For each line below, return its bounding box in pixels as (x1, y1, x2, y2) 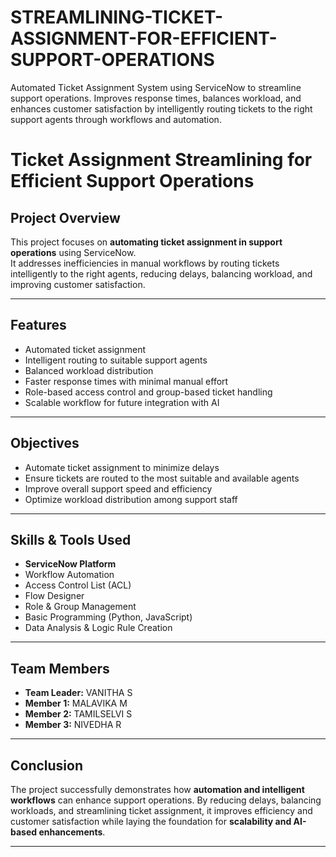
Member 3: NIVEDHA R (24, 719, 122, 731)
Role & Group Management (24, 601, 137, 613)
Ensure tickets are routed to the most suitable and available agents (24, 472, 300, 484)
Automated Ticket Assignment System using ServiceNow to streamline (10, 81, 302, 93)
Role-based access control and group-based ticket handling (24, 386, 273, 398)
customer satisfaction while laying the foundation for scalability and (10, 816, 292, 827)
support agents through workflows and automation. (10, 113, 222, 125)
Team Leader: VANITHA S (24, 687, 133, 699)
